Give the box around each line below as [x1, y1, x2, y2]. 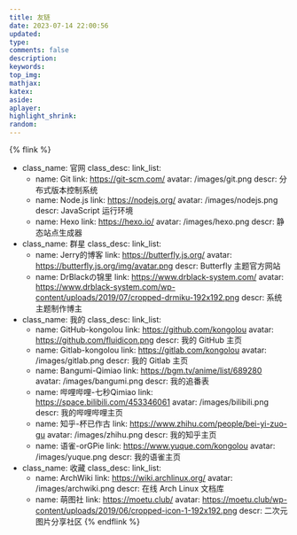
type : [9, 37, 29, 47]
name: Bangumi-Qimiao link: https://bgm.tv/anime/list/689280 [35, 365, 262, 376]
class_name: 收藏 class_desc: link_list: [21, 462, 162, 473]
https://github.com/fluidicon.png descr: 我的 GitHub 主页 [35, 335, 242, 345]
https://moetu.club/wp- [202, 494, 288, 505]
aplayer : [9, 104, 42, 112]
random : [9, 120, 38, 129]
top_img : [9, 71, 42, 80]
